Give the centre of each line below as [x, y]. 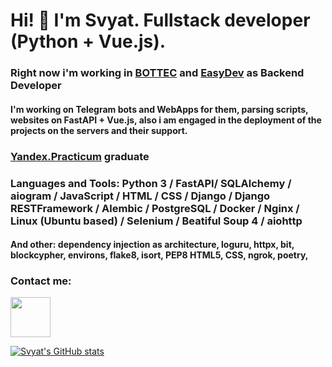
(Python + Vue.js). [88, 41]
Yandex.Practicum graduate [80, 156]
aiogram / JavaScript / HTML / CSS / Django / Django [140, 196]
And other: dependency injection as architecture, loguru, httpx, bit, [152, 245]
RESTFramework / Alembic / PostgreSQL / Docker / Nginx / [155, 208]
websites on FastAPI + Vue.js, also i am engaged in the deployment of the [166, 120]
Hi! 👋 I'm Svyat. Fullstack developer [160, 20]
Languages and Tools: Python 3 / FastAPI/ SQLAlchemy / [151, 183]
